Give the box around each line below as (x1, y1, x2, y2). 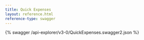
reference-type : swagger (5, 16, 56, 21)
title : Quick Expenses (5, 7, 51, 12)
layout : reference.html (5, 12, 54, 17)
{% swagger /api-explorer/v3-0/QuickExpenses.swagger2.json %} (5, 30, 140, 36)
